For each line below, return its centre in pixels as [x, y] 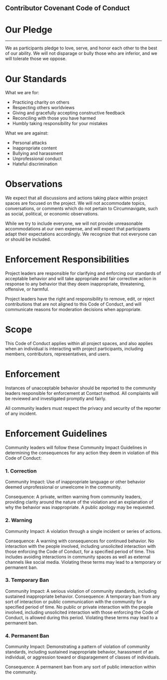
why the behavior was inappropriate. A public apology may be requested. [80, 508]
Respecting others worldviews [43, 108]
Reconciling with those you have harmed [54, 118]
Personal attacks [30, 143]
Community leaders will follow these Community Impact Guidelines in [76, 447]
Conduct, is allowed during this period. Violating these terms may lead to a [82, 617]
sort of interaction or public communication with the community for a [76, 601]
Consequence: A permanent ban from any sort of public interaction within [81, 667]
